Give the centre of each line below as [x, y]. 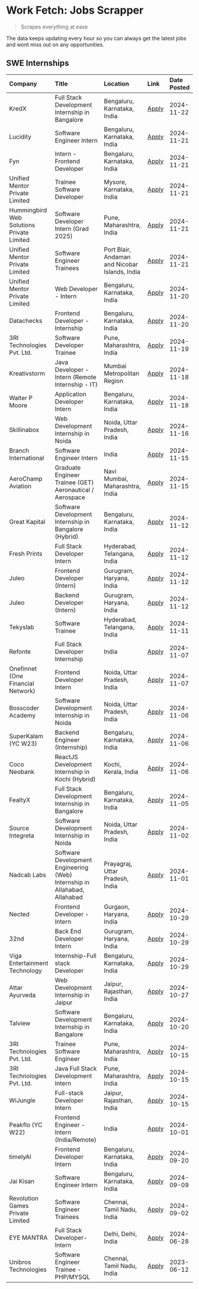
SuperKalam [26, 736]
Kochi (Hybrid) [75, 779]
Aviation [20, 486]
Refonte [20, 652]
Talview [20, 1023]
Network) [22, 691]
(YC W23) [23, 744]
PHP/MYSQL [73, 1277]
